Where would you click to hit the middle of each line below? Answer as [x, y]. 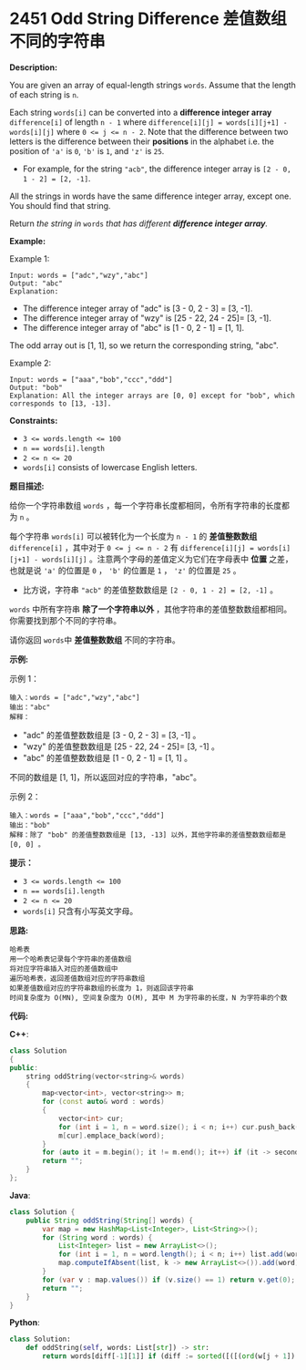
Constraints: [34, 420]
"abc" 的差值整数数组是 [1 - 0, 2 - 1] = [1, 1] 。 [107, 757]
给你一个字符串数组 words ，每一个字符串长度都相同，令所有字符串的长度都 [149, 505]
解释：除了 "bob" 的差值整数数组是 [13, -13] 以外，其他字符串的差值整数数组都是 [148, 835]
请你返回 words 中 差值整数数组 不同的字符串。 [95, 640]
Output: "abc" [36, 283]
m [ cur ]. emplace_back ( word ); [112, 1136]
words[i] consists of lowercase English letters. [110, 467]
